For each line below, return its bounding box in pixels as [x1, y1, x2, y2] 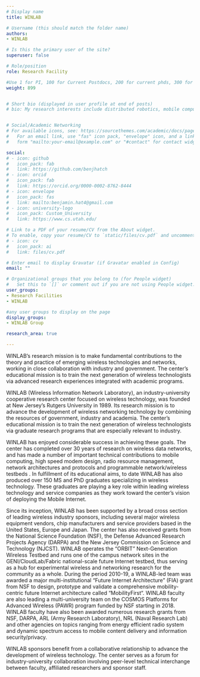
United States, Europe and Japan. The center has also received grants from [6, 526, 192, 533]
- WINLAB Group [6, 320, 44, 326]
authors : [6, 30, 28, 36]
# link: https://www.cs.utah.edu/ [6, 216, 97, 222]
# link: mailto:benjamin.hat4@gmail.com [6, 199, 113, 205]
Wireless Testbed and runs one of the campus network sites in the [6, 551, 169, 559]
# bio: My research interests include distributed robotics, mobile [6, 107, 180, 113]
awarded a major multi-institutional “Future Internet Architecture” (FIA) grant [6, 577, 193, 584]
